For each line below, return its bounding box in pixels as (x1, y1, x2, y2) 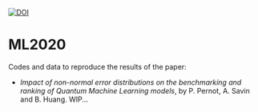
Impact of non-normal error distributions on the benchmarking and (19, 77, 242, 87)
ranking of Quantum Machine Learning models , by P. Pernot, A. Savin (19, 86, 250, 95)
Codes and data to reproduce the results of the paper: (8, 62, 187, 71)
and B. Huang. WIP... (19, 94, 89, 104)
